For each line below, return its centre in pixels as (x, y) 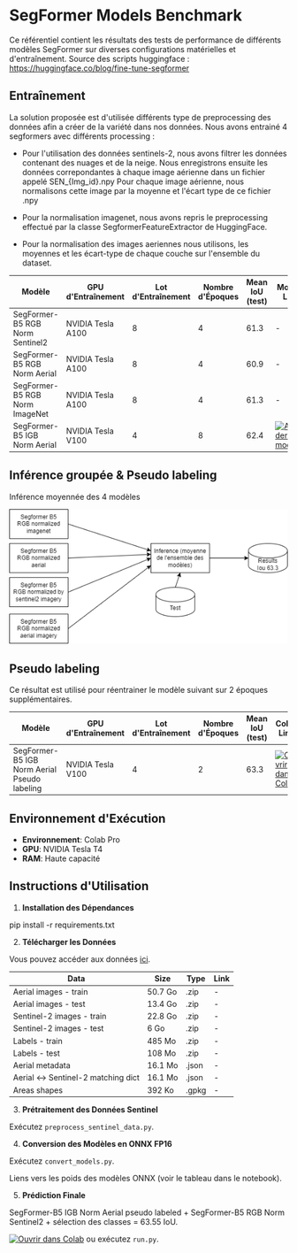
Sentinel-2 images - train (60, 1016)
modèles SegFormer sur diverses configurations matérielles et (122, 49)
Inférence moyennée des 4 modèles (75, 496)
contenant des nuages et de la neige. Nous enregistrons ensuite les (145, 162)
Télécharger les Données (69, 942)
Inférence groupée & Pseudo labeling (113, 476)
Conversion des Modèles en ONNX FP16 (97, 1144)
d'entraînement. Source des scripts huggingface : (99, 58)
